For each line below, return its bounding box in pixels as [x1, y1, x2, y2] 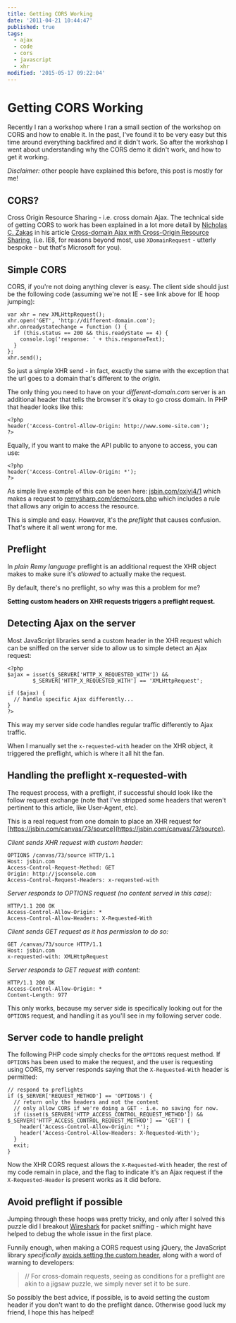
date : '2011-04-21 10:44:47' [7, 17, 93, 24]
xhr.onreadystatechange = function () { [7, 324, 128, 331]
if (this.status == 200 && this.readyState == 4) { [13, 329, 169, 337]
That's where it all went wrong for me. [7, 523, 118, 532]
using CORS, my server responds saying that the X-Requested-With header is [7, 1066, 230, 1074]
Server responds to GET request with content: [7, 965, 141, 974]
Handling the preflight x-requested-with [7, 769, 187, 781]
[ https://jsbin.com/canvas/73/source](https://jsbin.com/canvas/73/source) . [7, 824, 225, 833]
